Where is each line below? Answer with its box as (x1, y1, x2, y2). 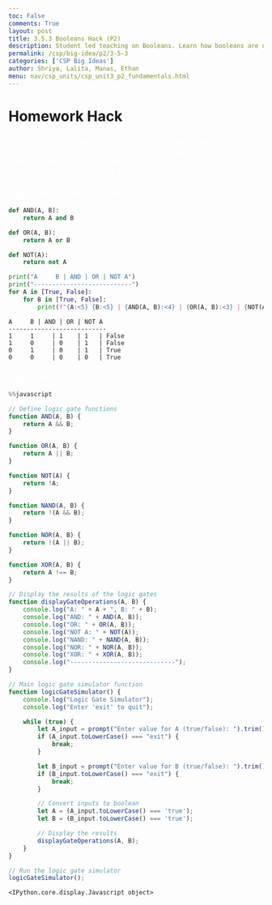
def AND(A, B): (8, 207, 60, 215)
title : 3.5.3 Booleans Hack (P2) (8, 34, 121, 43)
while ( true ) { (23, 718, 74, 726)
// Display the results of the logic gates (8, 591, 158, 599)
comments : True (8, 19, 60, 28)
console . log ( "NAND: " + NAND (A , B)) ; (23, 635, 151, 644)
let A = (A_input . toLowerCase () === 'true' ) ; (37, 807, 194, 815)
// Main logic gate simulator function (8, 681, 143, 689)
